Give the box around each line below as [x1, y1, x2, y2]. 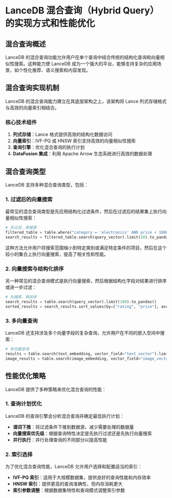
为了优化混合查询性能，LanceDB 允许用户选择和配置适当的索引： [5, 464, 142, 470]
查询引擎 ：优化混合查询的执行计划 [12, 144, 85, 151]
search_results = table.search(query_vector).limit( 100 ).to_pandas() [5, 299, 157, 305]
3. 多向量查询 [5, 317, 38, 324]
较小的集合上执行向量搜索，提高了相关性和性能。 [5, 251, 109, 257]
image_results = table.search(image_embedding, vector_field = [5, 356, 141, 361]
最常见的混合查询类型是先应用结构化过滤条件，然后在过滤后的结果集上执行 [5, 209, 162, 215]
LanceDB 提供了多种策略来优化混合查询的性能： [5, 386, 106, 392]
